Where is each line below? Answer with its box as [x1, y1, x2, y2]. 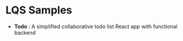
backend [14, 29, 36, 36]
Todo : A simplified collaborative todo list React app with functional [14, 23, 178, 30]
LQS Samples [5, 4, 72, 17]
